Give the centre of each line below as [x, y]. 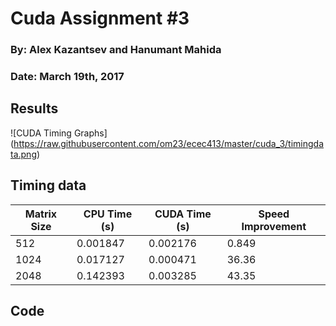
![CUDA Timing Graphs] [59, 133]
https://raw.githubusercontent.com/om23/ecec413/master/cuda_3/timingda [169, 143]
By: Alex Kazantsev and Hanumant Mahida [116, 50]
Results [34, 108]
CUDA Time [183, 214]
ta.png [23, 154]
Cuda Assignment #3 [100, 18]
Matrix [41, 214]
